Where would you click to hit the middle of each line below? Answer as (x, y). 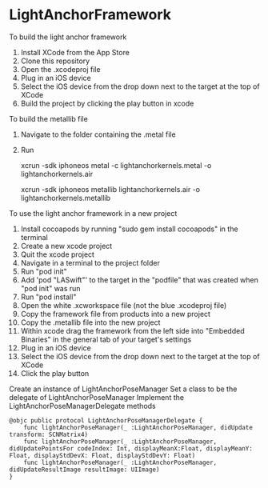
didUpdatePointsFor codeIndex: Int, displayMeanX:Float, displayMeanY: (131, 448)
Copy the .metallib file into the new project (90, 322)
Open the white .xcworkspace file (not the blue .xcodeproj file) (124, 305)
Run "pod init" (44, 271)
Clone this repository (55, 61)
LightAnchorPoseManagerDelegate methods (82, 406)
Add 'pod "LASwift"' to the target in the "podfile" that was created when (139, 280)
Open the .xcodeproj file (60, 69)
